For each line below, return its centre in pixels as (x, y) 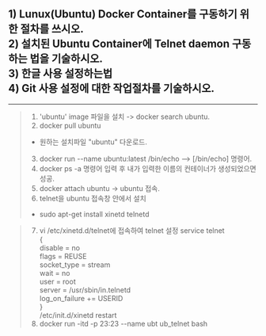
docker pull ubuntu (70, 125)
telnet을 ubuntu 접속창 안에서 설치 (93, 198)
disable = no (60, 247)
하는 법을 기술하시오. (55, 59)
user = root (58, 281)
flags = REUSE (63, 256)
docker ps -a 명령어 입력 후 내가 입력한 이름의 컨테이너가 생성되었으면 (148, 168)
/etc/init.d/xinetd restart (78, 315)
